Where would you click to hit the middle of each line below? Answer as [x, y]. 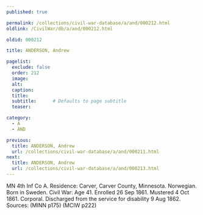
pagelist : [19, 62]
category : [19, 118]
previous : [19, 140]
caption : [23, 90]
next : [13, 157]
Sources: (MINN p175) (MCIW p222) [52, 205]
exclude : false [31, 68]
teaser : [22, 107]
